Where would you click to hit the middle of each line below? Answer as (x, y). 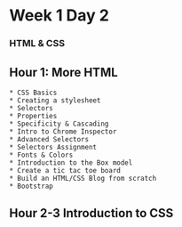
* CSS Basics (33, 93)
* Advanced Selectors (49, 139)
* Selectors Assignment (53, 147)
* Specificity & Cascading (59, 124)
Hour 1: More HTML (63, 72)
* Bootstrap (31, 186)
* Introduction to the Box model (71, 162)
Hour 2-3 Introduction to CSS (91, 213)
